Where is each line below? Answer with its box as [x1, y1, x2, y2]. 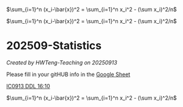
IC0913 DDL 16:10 [6, 82, 50, 89]
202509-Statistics [6, 39, 102, 53]
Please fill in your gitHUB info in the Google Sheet [6, 71, 131, 78]
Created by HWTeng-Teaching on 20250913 [6, 58, 117, 66]
